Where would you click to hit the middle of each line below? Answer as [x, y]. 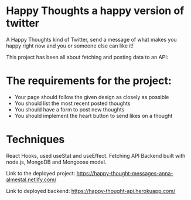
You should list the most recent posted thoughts [72, 103]
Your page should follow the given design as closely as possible [92, 97]
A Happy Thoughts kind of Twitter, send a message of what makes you [91, 39]
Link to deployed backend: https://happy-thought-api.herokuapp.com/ [91, 191]
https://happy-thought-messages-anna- [125, 173]
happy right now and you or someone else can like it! [70, 46]
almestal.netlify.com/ [31, 179]
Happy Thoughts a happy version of [95, 11]
